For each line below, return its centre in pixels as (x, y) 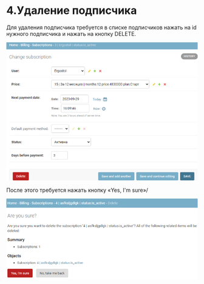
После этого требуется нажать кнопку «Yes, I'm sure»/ (77, 190)
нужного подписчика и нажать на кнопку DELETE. (71, 33)
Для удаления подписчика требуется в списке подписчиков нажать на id (102, 27)
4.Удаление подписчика (72, 11)
